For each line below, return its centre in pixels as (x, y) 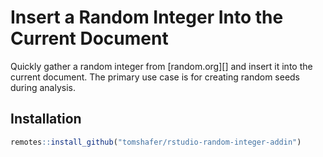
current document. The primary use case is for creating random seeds (155, 77)
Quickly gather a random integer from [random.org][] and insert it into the (161, 66)
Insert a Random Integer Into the (147, 17)
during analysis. (43, 87)
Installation (46, 119)
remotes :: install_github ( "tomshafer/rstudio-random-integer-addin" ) (156, 142)
